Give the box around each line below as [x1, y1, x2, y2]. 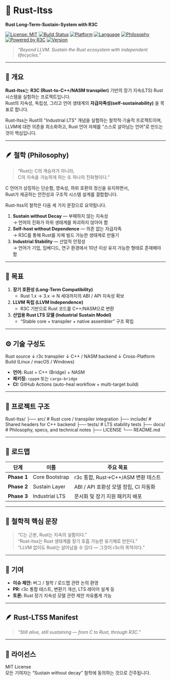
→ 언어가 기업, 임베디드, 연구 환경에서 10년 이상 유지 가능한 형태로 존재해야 [12, 244, 161, 251]
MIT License [5, 664, 32, 670]
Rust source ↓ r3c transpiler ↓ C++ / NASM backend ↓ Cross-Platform [5, 353, 155, 359]
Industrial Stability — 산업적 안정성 [12, 238, 85, 244]
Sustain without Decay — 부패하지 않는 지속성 [12, 213, 108, 219]
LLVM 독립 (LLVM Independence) [12, 299, 83, 305]
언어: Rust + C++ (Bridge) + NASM [12, 369, 85, 376]
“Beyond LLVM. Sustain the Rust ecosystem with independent [17, 46, 148, 52]
